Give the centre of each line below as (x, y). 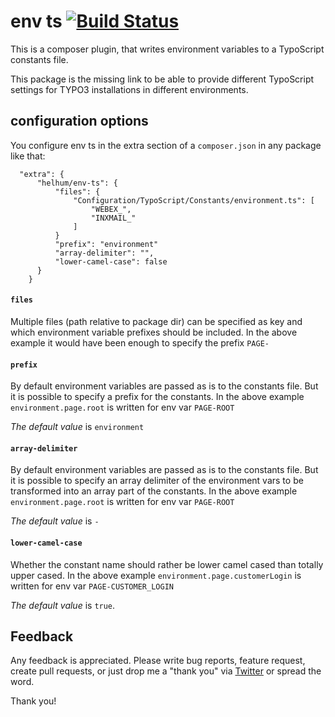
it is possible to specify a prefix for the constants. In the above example (157, 397)
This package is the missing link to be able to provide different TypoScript (162, 79)
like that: (28, 156)
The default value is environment (77, 427)
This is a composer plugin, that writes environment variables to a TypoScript (167, 49)
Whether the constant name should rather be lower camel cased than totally (167, 564)
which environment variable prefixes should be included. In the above (154, 332)
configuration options (79, 121)
